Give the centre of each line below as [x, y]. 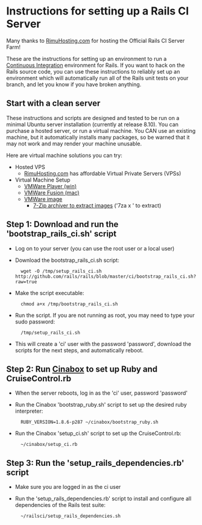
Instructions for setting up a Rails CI [98, 11]
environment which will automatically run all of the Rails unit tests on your [97, 78]
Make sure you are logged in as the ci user [68, 487]
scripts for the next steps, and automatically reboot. [79, 350]
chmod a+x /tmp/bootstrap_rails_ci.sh [69, 304]
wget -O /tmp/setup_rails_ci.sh [61, 271]
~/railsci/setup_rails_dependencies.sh [71, 516]
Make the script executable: [49, 293]
